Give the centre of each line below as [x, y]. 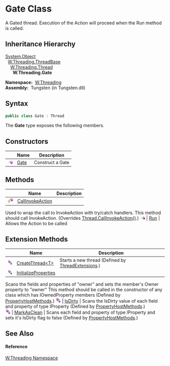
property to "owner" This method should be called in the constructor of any [84, 290]
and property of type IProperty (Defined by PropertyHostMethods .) [75, 306]
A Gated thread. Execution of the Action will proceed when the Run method [83, 23]
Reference [16, 346]
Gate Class [29, 9]
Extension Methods [37, 239]
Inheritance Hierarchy [40, 44]
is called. [15, 28]
